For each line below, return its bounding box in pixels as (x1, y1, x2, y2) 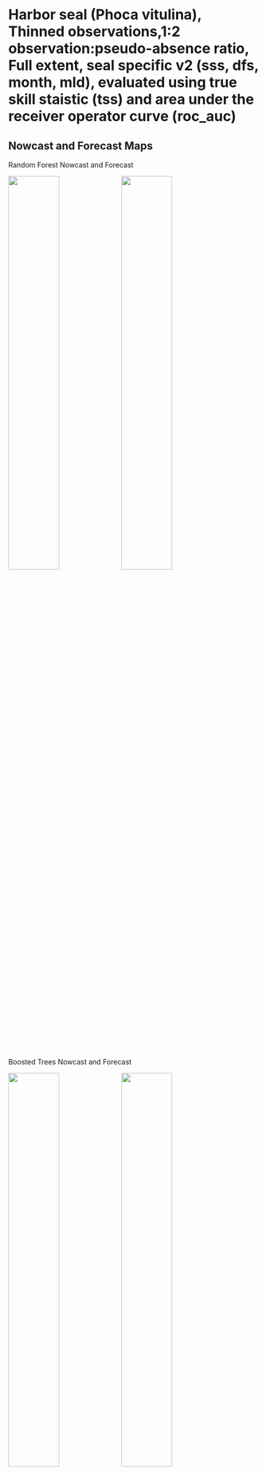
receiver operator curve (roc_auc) (8, 108, 237, 125)
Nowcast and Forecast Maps (8, 139, 153, 152)
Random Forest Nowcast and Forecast (8, 160, 134, 169)
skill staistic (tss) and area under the (8, 90, 255, 108)
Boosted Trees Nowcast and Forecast (8, 1057, 132, 1066)
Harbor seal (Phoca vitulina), (8, 6, 201, 24)
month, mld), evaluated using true (8, 73, 237, 92)
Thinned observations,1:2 (8, 22, 181, 41)
